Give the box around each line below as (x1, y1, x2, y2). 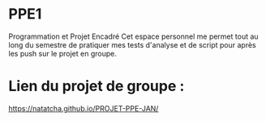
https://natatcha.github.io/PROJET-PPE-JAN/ (8, 103, 159, 113)
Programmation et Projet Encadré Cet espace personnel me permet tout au (8, 31, 259, 41)
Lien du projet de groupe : (8, 77, 185, 95)
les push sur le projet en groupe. (8, 48, 118, 58)
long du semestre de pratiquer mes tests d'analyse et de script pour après (8, 40, 257, 49)
